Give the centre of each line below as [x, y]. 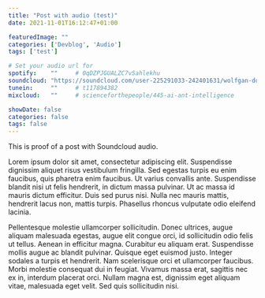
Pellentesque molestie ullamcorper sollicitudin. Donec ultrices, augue [121, 227]
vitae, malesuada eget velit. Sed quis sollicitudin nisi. [94, 286]
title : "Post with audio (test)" [63, 15]
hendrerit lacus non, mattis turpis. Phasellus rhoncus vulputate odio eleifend [132, 204]
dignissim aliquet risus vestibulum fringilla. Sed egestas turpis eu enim [123, 170]
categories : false [38, 117]
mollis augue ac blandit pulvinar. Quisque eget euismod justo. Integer [120, 252]
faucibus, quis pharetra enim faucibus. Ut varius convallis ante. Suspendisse [132, 179]
